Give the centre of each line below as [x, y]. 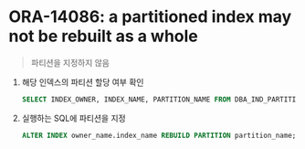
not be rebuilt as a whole [103, 36]
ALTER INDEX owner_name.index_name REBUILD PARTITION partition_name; [159, 135]
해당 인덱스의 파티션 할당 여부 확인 [83, 82]
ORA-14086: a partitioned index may [150, 17]
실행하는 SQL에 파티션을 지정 [74, 118]
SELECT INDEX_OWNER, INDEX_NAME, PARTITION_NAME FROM [126, 99]
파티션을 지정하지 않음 [70, 62]
